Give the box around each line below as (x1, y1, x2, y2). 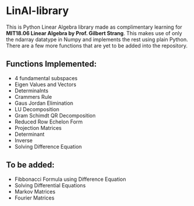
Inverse (14, 136, 33, 144)
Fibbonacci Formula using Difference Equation (14, 176, 127, 183)
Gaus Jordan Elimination (14, 99, 74, 107)
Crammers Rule (14, 93, 53, 100)
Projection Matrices (14, 124, 62, 131)
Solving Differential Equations (14, 181, 86, 188)
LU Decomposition (14, 105, 60, 112)
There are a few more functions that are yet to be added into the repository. (6, 42, 188, 49)
